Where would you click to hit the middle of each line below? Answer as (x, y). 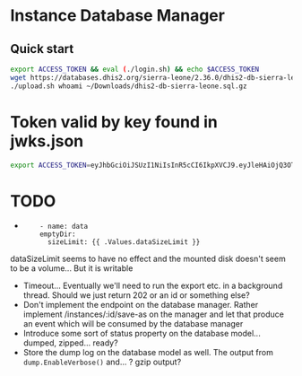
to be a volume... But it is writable (72, 268)
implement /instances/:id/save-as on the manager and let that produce (154, 314)
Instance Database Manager (117, 16)
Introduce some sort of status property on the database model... (142, 334)
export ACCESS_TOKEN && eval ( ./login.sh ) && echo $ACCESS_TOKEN (135, 69)
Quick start (42, 49)
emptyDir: (58, 234)
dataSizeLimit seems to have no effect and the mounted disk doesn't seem (148, 259)
